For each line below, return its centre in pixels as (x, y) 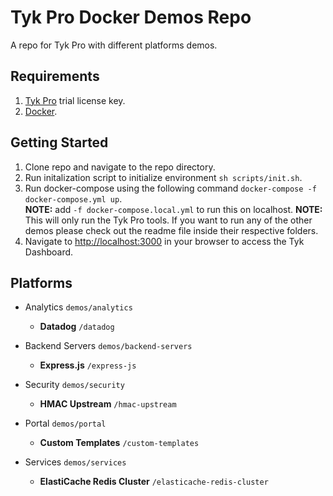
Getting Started (59, 142)
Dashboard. (49, 252)
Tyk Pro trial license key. (75, 100)
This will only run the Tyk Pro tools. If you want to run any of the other (168, 220)
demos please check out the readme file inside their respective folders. (171, 230)
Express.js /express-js (88, 365)
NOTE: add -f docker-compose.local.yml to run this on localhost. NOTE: (173, 209)
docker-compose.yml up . (73, 198)
